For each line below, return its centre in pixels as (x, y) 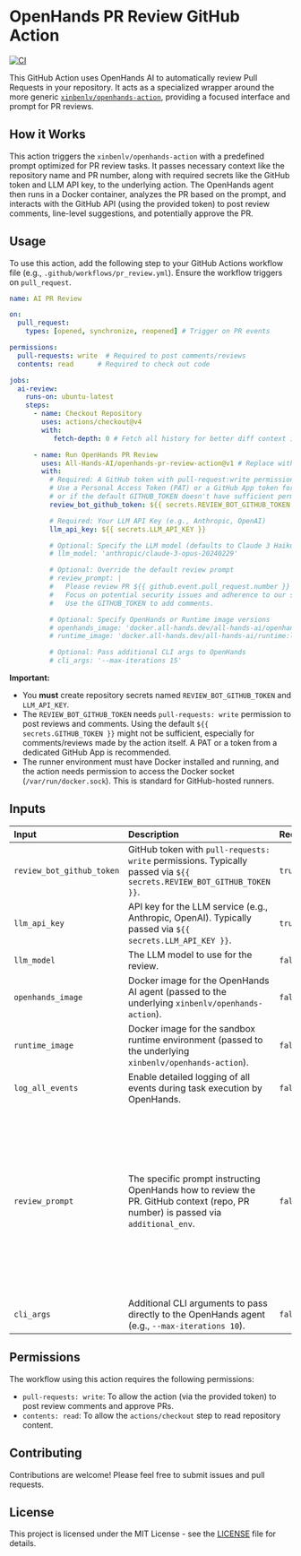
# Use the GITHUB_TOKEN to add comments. (132, 603)
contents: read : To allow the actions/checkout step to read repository (151, 1415)
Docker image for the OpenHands (199, 981)
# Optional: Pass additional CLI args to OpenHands (147, 653)
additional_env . (162, 1223)
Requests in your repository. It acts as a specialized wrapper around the (142, 87)
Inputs (28, 809)
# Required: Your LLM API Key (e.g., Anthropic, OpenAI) (158, 521)
